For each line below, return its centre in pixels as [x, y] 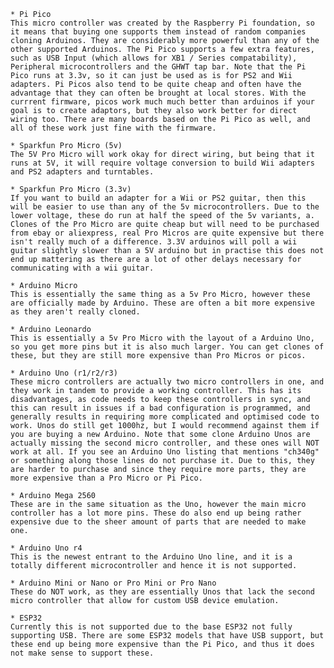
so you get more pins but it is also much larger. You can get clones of [167, 347]
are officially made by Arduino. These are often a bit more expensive [162, 303]
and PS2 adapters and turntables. [82, 172]
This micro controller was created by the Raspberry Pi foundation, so [162, 23]
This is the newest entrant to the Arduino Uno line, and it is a [151, 557]
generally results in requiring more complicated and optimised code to [165, 417]
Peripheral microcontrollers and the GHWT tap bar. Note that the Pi [158, 67]
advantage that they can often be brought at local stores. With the [158, 93]
